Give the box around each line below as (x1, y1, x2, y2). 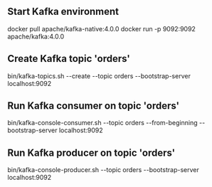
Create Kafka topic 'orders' (7, 53, 130, 65)
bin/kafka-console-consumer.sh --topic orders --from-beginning (7, 119, 198, 127)
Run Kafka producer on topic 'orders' (7, 146, 176, 159)
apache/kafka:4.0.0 (7, 32, 65, 41)
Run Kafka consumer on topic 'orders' (7, 100, 180, 112)
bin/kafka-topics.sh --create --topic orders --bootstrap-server (7, 71, 191, 80)
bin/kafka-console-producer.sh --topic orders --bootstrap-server (7, 166, 199, 174)
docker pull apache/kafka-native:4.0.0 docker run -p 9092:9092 (7, 24, 196, 33)
